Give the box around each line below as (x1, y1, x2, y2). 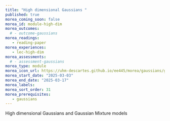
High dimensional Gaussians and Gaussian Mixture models (5, 110, 127, 116)
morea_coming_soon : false (5, 17, 60, 22)
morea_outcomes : (5, 26, 39, 31)
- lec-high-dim (12, 49, 44, 54)
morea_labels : (5, 82, 35, 87)
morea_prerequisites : (5, 92, 51, 97)
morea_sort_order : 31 (5, 87, 51, 92)
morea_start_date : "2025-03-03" (5, 73, 73, 78)
